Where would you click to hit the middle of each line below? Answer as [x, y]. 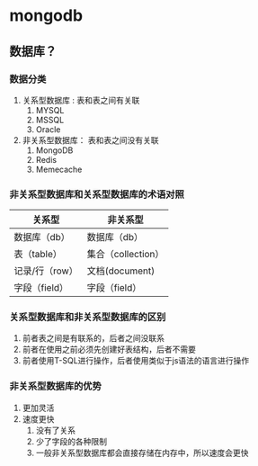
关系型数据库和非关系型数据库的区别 [88, 318]
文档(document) [121, 271]
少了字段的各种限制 [71, 441]
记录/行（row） [46, 271]
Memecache [59, 169]
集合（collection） [125, 255]
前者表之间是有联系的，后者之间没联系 [93, 338]
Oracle [48, 129]
